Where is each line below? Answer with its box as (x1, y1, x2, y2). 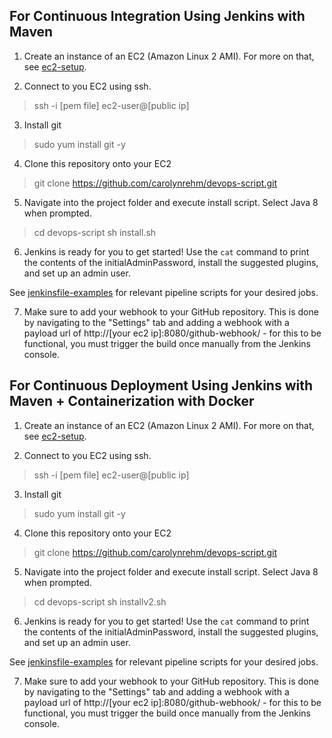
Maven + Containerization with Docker (9, 393, 255, 410)
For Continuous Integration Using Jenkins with (9, 8, 306, 25)
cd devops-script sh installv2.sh (33, 595, 167, 608)
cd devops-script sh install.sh (33, 226, 157, 238)
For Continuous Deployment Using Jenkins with (9, 377, 314, 394)
